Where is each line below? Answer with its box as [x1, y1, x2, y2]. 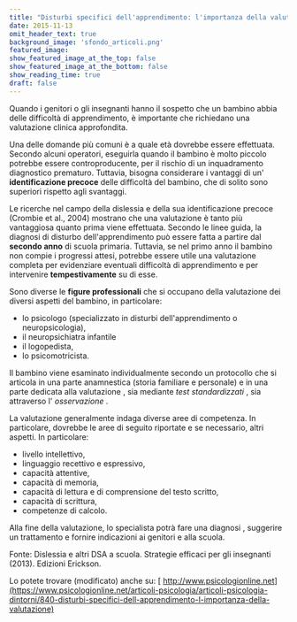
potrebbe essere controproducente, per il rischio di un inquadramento [9, 157, 263, 168]
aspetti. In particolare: [9, 431, 89, 442]
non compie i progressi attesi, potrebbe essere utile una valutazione [9, 250, 256, 261]
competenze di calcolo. [21, 505, 108, 516]
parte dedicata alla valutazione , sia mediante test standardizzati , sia [9, 386, 262, 396]
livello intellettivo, [21, 449, 86, 459]
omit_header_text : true [9, 29, 97, 38]
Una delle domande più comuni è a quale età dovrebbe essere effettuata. [9, 139, 276, 150]
